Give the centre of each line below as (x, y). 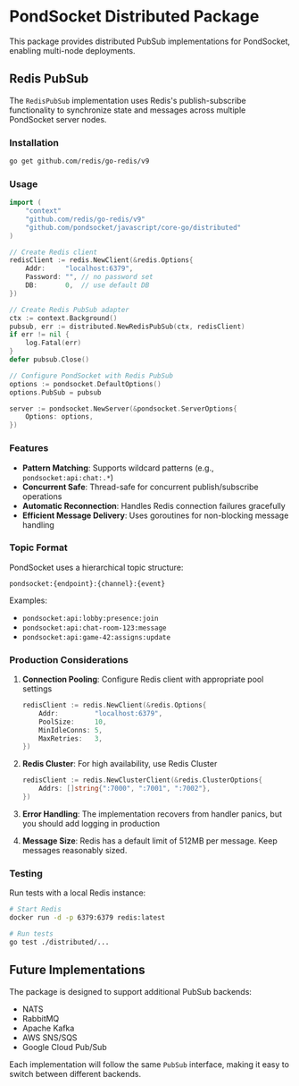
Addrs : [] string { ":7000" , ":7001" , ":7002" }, (125, 789)
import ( (25, 203)
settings (37, 689)
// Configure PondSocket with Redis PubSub (91, 376)
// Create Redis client (54, 252)
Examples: (28, 600)
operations (42, 496)
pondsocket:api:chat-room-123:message (94, 628)
